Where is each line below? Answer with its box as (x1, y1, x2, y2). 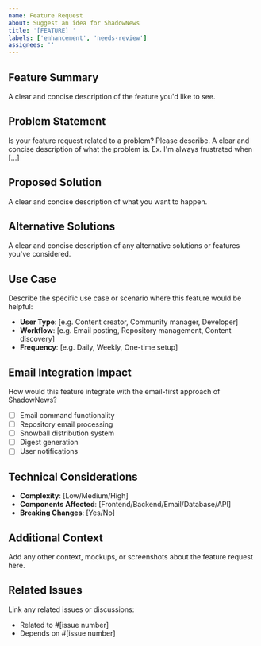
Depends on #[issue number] (19, 629, 117, 638)
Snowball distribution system (19, 428, 115, 438)
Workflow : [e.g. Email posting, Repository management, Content (19, 326, 232, 335)
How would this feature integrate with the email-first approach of (8, 387, 221, 396)
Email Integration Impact (8, 366, 132, 379)
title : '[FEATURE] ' (8, 26, 77, 34)
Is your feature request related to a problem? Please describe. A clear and (8, 136, 250, 145)
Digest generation (19, 438, 79, 447)
